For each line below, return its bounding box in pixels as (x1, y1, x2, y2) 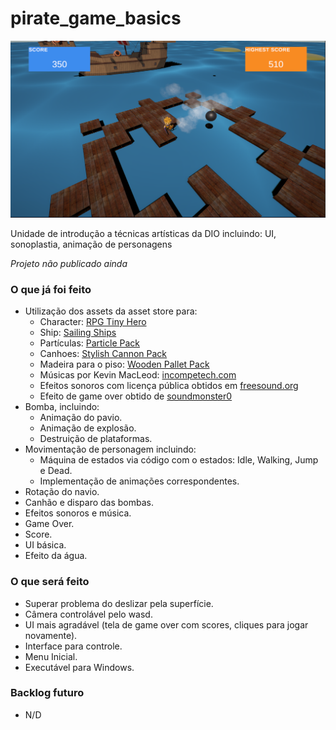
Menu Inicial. (24, 650, 78, 662)
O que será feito (10, 575, 90, 589)
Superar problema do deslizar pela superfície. (24, 597, 214, 609)
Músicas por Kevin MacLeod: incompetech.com (39, 369, 237, 381)
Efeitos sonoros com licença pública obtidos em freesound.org (39, 380, 299, 392)
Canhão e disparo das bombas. (24, 497, 155, 509)
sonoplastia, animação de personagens (10, 238, 173, 250)
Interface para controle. (24, 640, 123, 652)
